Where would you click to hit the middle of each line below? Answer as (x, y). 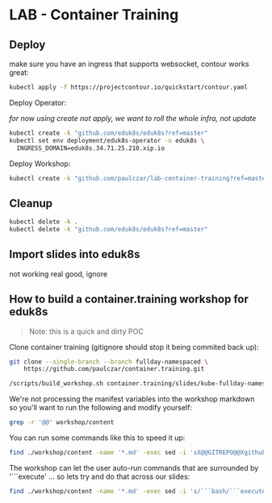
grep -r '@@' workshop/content (62, 422)
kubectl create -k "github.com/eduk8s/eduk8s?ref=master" (109, 133)
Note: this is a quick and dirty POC (86, 331)
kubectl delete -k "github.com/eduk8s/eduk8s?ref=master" (109, 230)
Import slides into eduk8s (75, 254)
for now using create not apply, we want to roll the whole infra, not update (133, 118)
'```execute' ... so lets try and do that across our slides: (100, 476)
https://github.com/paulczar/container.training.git (114, 369)
